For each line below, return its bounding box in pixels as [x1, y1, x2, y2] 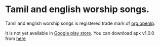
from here [5, 35, 26, 41]
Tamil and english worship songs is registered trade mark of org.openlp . [5, 20, 155, 26]
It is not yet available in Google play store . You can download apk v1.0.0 [5, 30, 154, 36]
